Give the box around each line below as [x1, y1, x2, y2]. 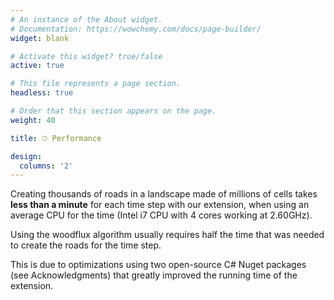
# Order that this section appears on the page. [10, 106, 217, 116]
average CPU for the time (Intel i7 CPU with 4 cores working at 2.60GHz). [10, 209, 313, 221]
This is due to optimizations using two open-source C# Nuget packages [10, 259, 307, 271]
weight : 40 [10, 115, 56, 125]
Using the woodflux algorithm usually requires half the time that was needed [10, 229, 325, 241]
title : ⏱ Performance [10, 133, 102, 143]
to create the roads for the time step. [10, 239, 162, 251]
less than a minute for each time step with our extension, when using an [10, 199, 310, 211]
